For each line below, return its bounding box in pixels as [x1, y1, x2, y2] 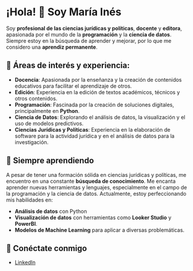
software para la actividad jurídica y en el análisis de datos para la [14, 132, 175, 139]
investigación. [14, 138, 49, 146]
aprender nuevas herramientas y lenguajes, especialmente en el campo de [6, 183, 187, 190]
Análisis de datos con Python [14, 208, 87, 215]
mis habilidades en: [6, 196, 53, 203]
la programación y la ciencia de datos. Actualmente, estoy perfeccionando [6, 190, 187, 197]
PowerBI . [14, 220, 38, 227]
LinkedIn [14, 259, 36, 266]
